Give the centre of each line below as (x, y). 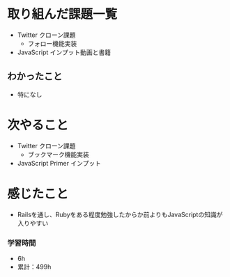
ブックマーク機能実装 (58, 155)
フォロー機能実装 (52, 43)
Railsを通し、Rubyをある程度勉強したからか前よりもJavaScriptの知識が (120, 214)
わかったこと (35, 76)
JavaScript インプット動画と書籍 (64, 52)
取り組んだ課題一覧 (62, 14)
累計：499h (34, 267)
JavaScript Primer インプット (59, 163)
